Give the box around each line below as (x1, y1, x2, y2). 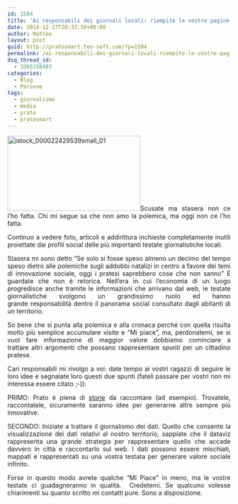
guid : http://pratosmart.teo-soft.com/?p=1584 (7, 43, 147, 50)
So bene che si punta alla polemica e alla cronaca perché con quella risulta (7, 320, 231, 329)
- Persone (13, 83, 42, 90)
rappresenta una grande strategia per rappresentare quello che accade (7, 437, 231, 445)
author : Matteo (7, 30, 52, 38)
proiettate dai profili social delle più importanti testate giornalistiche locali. (7, 240, 223, 249)
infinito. (7, 459, 30, 468)
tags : (7, 89, 23, 96)
